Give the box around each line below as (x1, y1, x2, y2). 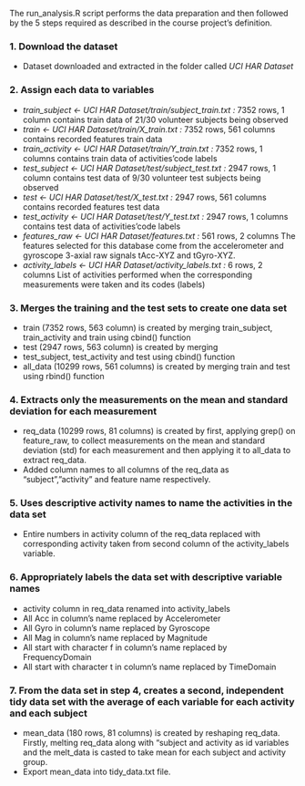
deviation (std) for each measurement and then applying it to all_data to (22, 445, 291, 456)
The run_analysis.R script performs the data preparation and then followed (9, 8, 289, 18)
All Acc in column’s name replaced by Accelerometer (22, 613, 221, 624)
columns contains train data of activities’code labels (22, 152, 218, 163)
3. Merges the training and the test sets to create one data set (9, 301, 288, 314)
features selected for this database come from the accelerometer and (22, 240, 284, 251)
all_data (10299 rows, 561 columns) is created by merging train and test (22, 360, 290, 372)
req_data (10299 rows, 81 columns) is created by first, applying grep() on (22, 426, 296, 437)
